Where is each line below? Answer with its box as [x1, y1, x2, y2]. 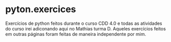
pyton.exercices [5, 4, 76, 15]
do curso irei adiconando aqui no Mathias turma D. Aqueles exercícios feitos [5, 25, 166, 31]
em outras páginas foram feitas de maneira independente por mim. [5, 31, 146, 37]
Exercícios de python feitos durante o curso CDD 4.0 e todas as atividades [5, 20, 162, 26]
